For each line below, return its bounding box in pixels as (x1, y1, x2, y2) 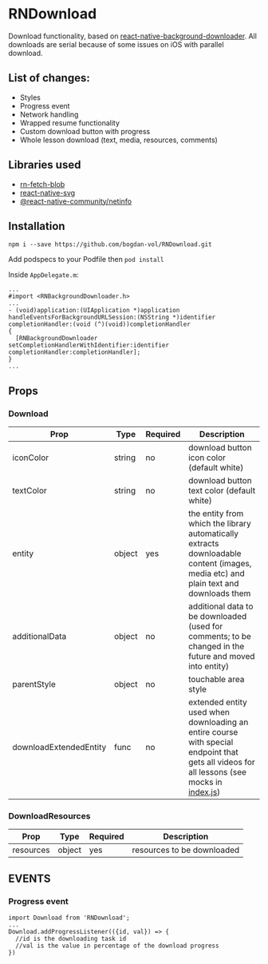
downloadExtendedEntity (12, 742, 107, 753)
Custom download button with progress (19, 126, 151, 136)
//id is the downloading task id (15, 935, 127, 943)
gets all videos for (188, 756, 255, 768)
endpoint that (188, 747, 238, 758)
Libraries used (8, 158, 81, 172)
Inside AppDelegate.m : (8, 270, 79, 280)
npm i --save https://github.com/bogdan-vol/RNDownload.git (8, 240, 213, 248)
